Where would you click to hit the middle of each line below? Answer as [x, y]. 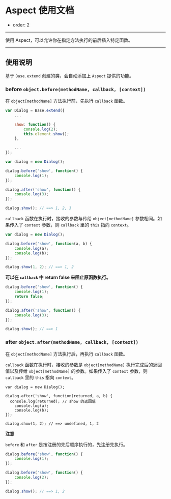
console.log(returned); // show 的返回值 [53, 401]
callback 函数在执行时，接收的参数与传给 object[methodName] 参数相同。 [81, 219]
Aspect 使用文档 [40, 10]
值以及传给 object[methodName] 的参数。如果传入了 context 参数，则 [76, 371]
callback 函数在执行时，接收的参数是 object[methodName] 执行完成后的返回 [83, 365]
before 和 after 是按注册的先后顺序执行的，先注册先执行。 [67, 444]
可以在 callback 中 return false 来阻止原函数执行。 [58, 277]
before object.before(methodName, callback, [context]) [76, 89]
